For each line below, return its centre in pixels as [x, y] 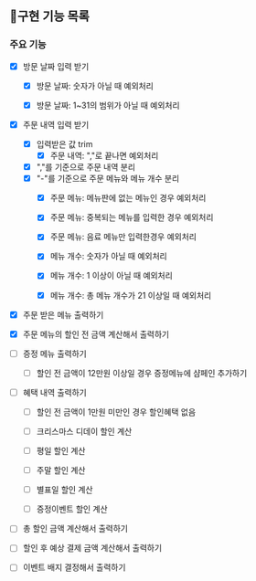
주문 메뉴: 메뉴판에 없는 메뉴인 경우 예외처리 [128, 198]
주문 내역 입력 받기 [56, 124]
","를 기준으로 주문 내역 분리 [85, 167]
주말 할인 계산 [61, 470]
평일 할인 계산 [61, 451]
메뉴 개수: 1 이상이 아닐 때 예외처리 [112, 276]
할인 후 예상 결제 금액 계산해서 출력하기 [92, 548]
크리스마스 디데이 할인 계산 [84, 431]
